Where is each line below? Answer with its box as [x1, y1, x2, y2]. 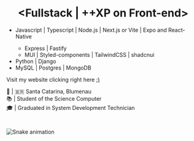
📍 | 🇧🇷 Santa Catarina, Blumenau [6, 87, 92, 95]
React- [168, 26, 185, 34]
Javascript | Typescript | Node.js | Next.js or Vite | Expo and [15, 26, 167, 34]
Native [15, 32, 32, 40]
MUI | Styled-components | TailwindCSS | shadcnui [24, 51, 155, 58]
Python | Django [15, 57, 56, 65]
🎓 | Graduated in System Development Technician [6, 104, 135, 111]
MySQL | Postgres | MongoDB [15, 64, 91, 71]
